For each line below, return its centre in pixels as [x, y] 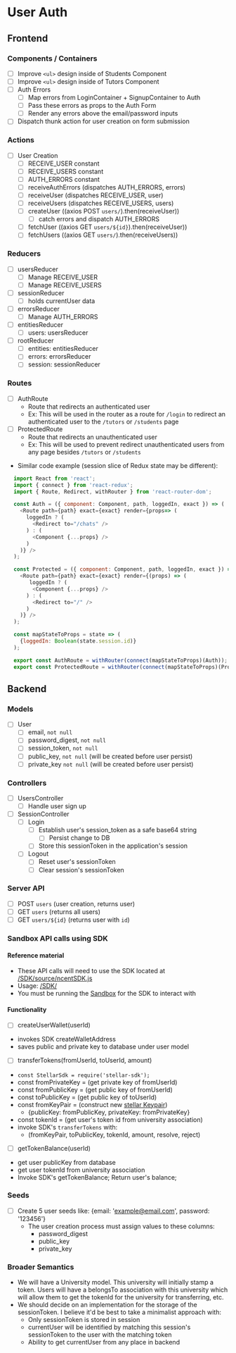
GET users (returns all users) [59, 912]
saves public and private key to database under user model [103, 1046]
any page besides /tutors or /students [85, 452]
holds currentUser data [61, 301]
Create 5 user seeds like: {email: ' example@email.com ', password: [113, 1211]
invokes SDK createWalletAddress [66, 1039]
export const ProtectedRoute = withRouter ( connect [89, 667]
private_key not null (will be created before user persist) [111, 764]
